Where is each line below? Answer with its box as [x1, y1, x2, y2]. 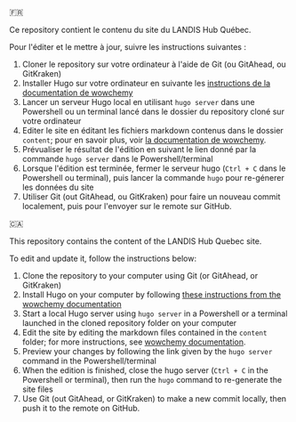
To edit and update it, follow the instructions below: [9, 253, 197, 264]
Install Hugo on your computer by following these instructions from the [21, 289, 282, 300]
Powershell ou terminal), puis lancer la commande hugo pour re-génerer [21, 173, 284, 183]
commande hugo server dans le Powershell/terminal [21, 154, 213, 164]
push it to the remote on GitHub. [21, 403, 140, 413]
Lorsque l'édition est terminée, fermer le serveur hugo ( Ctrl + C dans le [21, 163, 286, 174]
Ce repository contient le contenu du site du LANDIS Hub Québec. [9, 25, 252, 35]
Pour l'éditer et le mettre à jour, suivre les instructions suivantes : [9, 42, 247, 52]
